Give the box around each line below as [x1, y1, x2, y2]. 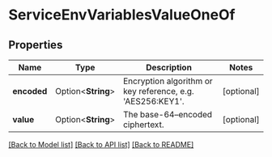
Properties [8, 38, 63, 52]
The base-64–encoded [122, 109, 213, 120]
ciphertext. [122, 119, 164, 130]
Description [145, 62, 193, 73]
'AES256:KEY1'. [122, 95, 185, 107]
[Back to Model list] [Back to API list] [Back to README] [8, 140, 194, 149]
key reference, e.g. [122, 86, 194, 96]
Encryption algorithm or [122, 75, 213, 87]
